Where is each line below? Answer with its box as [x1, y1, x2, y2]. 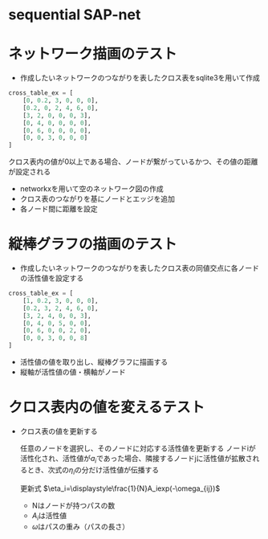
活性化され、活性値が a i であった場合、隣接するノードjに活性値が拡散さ [19, 454, 253, 465]
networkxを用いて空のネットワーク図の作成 [19, 184, 164, 194]
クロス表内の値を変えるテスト [8, 398, 205, 417]
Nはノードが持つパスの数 [31, 500, 116, 510]
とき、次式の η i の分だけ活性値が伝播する [26, 464, 159, 476]
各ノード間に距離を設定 [19, 204, 98, 214]
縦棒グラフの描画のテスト [8, 235, 178, 254]
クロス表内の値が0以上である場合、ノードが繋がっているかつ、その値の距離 [8, 157, 258, 166]
